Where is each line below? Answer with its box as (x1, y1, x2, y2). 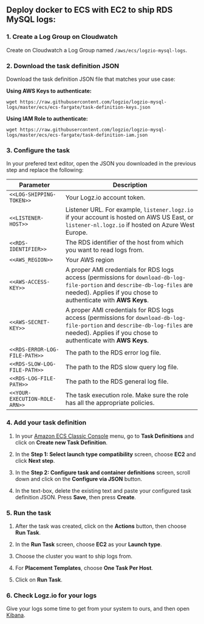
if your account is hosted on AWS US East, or (65, 213, 194, 221)
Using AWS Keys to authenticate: (6, 87, 92, 94)
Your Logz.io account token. (65, 193, 146, 202)
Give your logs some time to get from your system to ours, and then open (6, 605, 190, 612)
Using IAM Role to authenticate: (6, 115, 88, 122)
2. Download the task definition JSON (6, 61, 120, 70)
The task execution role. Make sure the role (65, 391, 189, 400)
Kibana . (6, 611, 25, 619)
